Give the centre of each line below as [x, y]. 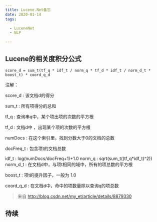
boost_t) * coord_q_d [28, 75]
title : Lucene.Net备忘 [28, 10]
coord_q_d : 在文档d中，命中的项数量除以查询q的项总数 [62, 185]
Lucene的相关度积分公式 [43, 59]
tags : [11, 19]
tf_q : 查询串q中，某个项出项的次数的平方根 [49, 116]
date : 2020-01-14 [23, 14]
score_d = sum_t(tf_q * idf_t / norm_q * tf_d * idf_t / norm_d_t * [78, 70]
